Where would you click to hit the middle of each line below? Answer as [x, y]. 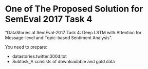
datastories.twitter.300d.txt [39, 56]
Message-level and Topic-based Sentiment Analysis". [59, 38]
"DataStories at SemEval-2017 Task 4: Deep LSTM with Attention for [74, 32]
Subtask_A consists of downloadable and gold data [64, 61]
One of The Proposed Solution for [74, 9]
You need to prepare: [26, 47]
